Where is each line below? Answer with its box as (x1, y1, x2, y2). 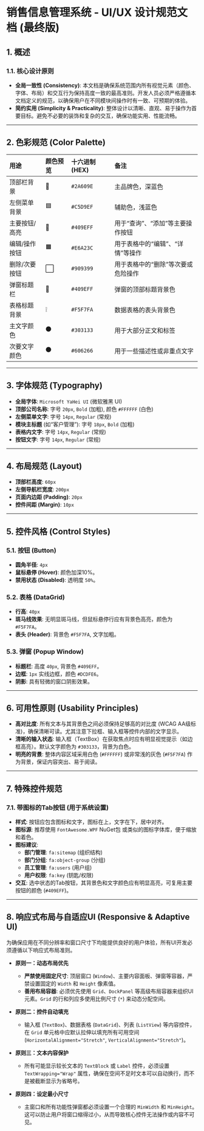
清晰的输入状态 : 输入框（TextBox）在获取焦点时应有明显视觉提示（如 (15, 735, 188, 743)
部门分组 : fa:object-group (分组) (24, 856, 106, 864)
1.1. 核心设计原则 (6, 66, 55, 75)
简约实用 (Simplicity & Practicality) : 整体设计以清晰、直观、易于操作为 (15, 104, 192, 111)
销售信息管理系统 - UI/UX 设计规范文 (6, 5, 188, 19)
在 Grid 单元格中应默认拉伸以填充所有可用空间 (24, 1028, 140, 1035)
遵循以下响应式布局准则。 (11, 946, 76, 953)
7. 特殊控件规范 (6, 783, 63, 794)
